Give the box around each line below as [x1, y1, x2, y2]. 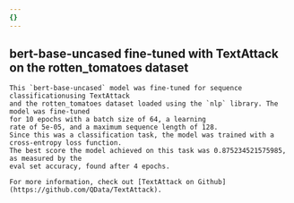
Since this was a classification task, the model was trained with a [9, 131, 275, 140]
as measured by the [9, 154, 82, 164]
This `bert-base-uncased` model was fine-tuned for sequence [9, 84, 243, 93]
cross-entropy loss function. [9, 139, 123, 148]
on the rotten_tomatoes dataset [9, 60, 189, 76]
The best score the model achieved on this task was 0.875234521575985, [9, 147, 287, 156]
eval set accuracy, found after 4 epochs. [9, 162, 170, 171]
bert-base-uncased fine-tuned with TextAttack [9, 47, 280, 62]
